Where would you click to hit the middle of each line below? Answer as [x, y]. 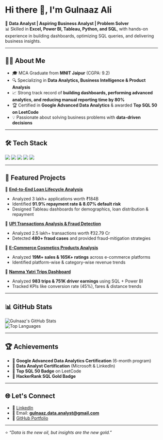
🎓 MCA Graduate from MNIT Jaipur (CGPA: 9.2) [61, 73]
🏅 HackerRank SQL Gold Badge [44, 376]
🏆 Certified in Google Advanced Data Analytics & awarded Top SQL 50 [85, 105]
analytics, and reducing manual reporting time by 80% [68, 100]
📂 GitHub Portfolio [30, 418]
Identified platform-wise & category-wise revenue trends [69, 263]
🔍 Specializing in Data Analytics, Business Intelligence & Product [79, 80]
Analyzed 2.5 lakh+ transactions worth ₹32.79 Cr [61, 233]
